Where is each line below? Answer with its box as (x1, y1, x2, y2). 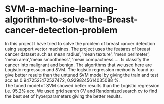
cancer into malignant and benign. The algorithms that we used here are (5, 62, 152, 68)
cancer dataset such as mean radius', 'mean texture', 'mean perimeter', (5, 51, 150, 57)
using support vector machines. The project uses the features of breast (5, 46, 151, 52)
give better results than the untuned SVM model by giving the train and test (5, 72, 158, 78)
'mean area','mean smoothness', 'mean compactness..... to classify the (5, 56, 150, 62)
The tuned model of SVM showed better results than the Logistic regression (5, 82, 160, 88)
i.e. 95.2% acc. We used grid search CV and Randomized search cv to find (5, 88, 157, 94)
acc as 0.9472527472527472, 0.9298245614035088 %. (5, 77, 120, 83)
